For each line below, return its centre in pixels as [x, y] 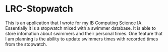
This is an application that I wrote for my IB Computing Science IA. [74, 23]
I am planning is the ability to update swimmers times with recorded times [82, 39]
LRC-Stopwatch [39, 9]
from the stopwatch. [26, 44]
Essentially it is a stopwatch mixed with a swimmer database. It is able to [81, 28]
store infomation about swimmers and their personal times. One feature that [84, 33]
